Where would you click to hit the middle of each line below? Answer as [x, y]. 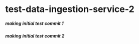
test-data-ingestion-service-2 [70, 9]
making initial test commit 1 [34, 23]
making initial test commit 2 [35, 36]
